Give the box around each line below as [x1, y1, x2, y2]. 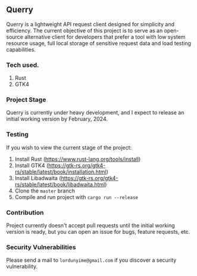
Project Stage [6, 95, 46, 104]
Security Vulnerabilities [6, 243, 76, 251]
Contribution [6, 208, 44, 216]
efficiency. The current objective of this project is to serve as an [6, 27, 163, 34]
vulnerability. [6, 263, 37, 270]
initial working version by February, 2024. [6, 116, 108, 123]
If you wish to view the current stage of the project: [6, 144, 132, 151]
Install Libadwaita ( [14, 174, 61, 181]
